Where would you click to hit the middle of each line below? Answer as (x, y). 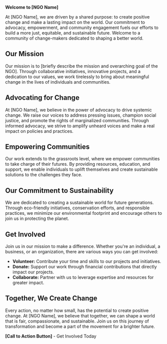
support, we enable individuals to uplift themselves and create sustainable (81, 169)
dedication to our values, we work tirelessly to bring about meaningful (77, 77)
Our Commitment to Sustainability (59, 191)
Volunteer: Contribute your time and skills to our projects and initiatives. (87, 261)
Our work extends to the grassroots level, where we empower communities (82, 159)
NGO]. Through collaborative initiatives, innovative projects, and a (73, 71)
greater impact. (28, 283)
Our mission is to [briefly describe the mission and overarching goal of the (82, 66)
